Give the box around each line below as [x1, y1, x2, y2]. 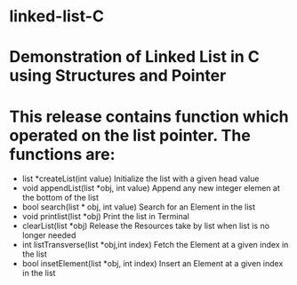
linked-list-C [9, 6, 105, 27]
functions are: [9, 144, 116, 164]
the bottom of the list [21, 193, 100, 203]
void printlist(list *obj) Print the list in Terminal [21, 211, 189, 222]
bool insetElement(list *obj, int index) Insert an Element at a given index [21, 258, 284, 269]
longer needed [21, 230, 76, 241]
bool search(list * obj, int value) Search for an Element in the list [21, 202, 256, 212]
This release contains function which [9, 107, 289, 126]
